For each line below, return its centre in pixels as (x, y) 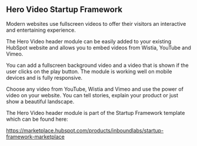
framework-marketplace (35, 137)
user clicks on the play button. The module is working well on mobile (89, 71)
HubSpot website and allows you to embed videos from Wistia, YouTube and (98, 47)
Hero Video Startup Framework (64, 10)
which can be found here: (37, 119)
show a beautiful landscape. (40, 101)
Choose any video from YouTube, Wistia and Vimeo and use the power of (95, 89)
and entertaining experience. (41, 30)
